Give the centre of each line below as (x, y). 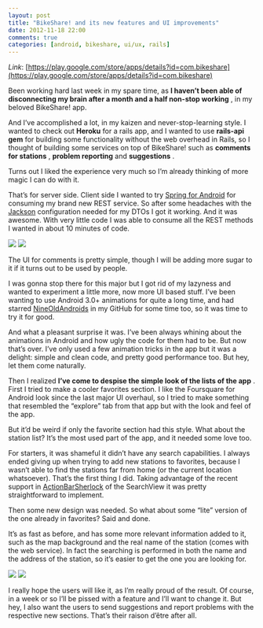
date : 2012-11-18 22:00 (47, 30)
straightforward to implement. (56, 495)
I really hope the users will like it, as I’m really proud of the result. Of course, (131, 590)
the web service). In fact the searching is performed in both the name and (128, 551)
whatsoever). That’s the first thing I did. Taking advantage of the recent (123, 478)
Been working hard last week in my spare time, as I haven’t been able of (125, 91)
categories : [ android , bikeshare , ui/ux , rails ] (89, 45)
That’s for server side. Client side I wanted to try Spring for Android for (122, 195)
